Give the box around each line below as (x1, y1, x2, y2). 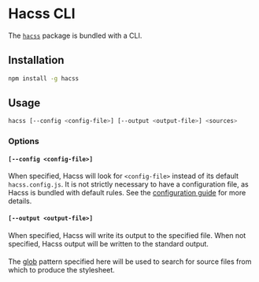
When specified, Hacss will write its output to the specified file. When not (8, 230, 246, 240)
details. (8, 196, 32, 206)
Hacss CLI (8, 5, 76, 23)
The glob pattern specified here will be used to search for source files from (8, 257, 252, 266)
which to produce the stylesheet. (8, 265, 116, 275)
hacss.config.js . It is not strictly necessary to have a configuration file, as (8, 180, 250, 189)
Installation (8, 54, 65, 67)
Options (8, 135, 39, 147)
